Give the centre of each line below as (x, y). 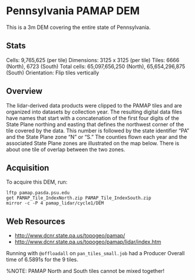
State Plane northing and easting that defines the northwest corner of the (95, 124)
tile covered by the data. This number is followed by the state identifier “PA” (98, 131)
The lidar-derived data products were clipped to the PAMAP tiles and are (94, 105)
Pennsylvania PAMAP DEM (73, 11)
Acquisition (28, 167)
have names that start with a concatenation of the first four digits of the (93, 118)
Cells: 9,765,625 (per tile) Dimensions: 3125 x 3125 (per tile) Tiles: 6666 (93, 60)
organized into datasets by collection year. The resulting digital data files (94, 112)
